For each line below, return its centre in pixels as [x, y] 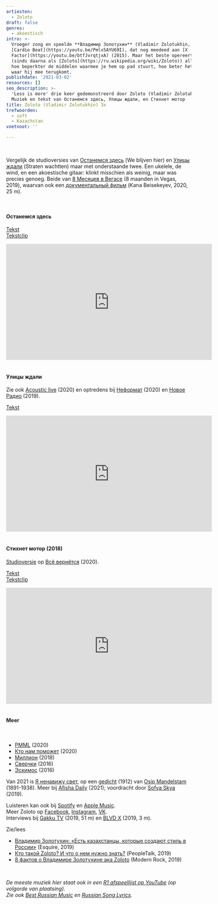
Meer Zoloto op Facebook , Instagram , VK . [57, 811]
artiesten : [19, 11]
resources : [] [24, 83]
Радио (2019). [23, 396]
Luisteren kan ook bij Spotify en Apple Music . [61, 805]
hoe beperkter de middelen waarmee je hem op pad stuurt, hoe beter [97, 66]
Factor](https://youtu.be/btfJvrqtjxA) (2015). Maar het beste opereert [102, 55]
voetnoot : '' [22, 127]
